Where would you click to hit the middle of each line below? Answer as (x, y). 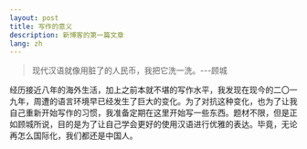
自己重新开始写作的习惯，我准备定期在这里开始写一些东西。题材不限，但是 (149, 113)
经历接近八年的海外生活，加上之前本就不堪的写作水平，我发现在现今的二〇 (149, 90)
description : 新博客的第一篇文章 (67, 35)
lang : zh (26, 43)
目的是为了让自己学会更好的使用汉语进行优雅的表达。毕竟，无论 (177, 124)
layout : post (34, 18)
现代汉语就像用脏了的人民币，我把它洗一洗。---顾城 (130, 70)
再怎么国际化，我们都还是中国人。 (74, 136)
